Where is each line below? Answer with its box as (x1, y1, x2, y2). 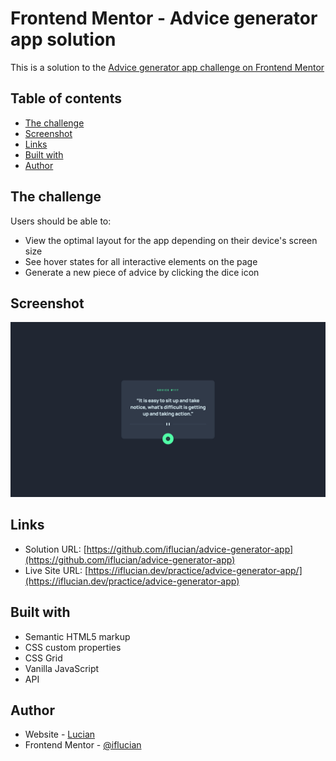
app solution (10, 28, 117, 51)
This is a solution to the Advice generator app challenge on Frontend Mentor (10, 61, 325, 73)
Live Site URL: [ (24, 564, 89, 576)
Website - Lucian (24, 728, 96, 741)
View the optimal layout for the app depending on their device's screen (24, 234, 318, 246)
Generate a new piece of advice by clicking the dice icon (24, 266, 260, 278)
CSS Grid (24, 652, 63, 664)
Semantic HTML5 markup (24, 630, 131, 642)
